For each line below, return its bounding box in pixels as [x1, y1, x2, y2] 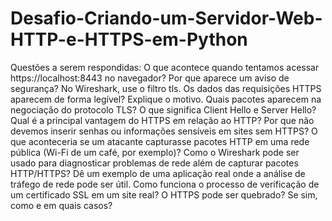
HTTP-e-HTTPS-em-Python [10, 28, 248, 51]
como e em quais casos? [10, 199, 113, 211]
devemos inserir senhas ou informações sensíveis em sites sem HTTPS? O [10, 125, 318, 137]
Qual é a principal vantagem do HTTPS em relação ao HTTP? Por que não [10, 114, 315, 126]
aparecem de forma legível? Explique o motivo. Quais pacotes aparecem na [10, 93, 322, 105]
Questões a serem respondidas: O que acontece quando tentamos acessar [10, 61, 320, 73]
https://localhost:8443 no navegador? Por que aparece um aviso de [10, 72, 290, 84]
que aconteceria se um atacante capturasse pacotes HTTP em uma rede [10, 135, 310, 147]
